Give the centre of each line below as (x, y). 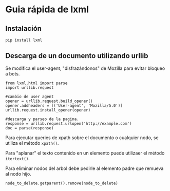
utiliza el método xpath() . (32, 143)
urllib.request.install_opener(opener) (48, 110)
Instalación (24, 28)
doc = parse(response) (30, 128)
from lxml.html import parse (36, 83)
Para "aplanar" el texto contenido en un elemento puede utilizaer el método (85, 153)
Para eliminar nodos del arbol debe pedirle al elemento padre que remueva (84, 168)
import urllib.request (30, 88)
